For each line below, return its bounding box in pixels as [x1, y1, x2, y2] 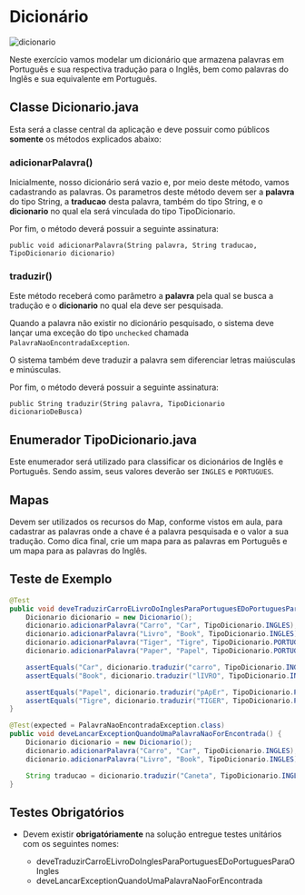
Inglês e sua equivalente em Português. [9, 73, 157, 84]
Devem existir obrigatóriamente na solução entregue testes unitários [22, 829, 282, 840]
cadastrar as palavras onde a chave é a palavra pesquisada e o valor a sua [9, 525, 289, 537]
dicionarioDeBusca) [9, 407, 84, 417]
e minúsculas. [9, 364, 62, 375]
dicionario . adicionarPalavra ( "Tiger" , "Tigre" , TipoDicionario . [25, 638, 274, 647]
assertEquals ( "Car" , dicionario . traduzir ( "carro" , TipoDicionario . [25, 662, 286, 671]
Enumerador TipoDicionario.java [9, 432, 197, 447]
